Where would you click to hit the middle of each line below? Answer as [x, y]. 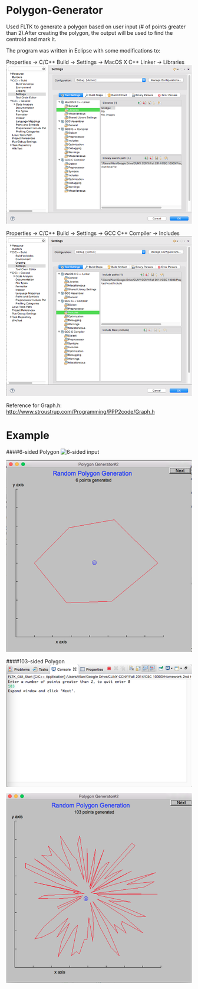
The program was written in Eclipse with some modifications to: [83, 50]
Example [28, 436]
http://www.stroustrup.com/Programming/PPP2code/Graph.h [80, 411]
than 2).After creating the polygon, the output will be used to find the [90, 32]
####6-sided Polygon [33, 451]
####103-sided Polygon [35, 661]
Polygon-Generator [55, 10]
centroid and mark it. [32, 39]
